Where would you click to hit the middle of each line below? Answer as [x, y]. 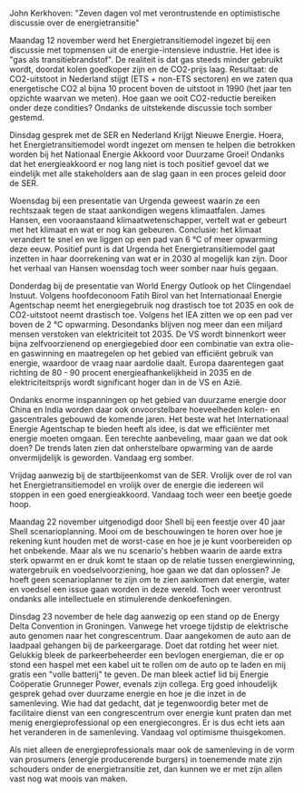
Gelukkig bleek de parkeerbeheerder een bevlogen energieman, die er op [147, 655]
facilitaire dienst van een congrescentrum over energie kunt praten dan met [151, 713]
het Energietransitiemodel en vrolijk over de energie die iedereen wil [137, 485]
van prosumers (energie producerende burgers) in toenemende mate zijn [146, 759]
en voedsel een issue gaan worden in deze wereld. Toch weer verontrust [145, 589]
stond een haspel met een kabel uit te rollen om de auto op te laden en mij [147, 665]
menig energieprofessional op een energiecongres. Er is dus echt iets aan [147, 722]
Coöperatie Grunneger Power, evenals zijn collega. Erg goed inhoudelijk [144, 684]
